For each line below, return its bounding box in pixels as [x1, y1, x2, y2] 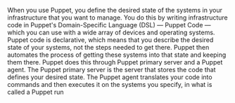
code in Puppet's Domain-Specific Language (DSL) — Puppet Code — [7, 21, 211, 29]
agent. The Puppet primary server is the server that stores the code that [7, 66, 216, 74]
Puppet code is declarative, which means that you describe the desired [7, 36, 214, 44]
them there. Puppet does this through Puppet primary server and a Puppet [7, 58, 223, 66]
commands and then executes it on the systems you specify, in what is [7, 81, 212, 88]
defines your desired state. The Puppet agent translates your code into [7, 73, 212, 81]
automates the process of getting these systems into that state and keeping [7, 50, 227, 59]
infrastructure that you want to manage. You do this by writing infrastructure [7, 13, 228, 22]
